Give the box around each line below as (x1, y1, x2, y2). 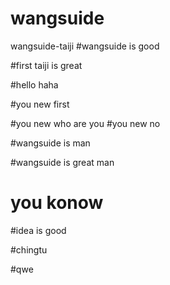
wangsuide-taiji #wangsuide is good (10, 40, 160, 52)
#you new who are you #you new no (10, 117, 161, 129)
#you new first (10, 98, 70, 110)
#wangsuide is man (10, 137, 91, 149)
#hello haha (10, 78, 59, 91)
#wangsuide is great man (10, 156, 115, 168)
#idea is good (10, 224, 67, 236)
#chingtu (10, 243, 48, 256)
